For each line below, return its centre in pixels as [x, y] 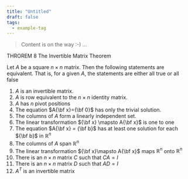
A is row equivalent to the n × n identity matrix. [71, 97]
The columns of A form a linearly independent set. [76, 116]
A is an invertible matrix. [44, 91]
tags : [13, 22]
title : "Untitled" [29, 11]
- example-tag [29, 28]
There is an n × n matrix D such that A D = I [67, 164]
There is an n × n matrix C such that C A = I [67, 158]
